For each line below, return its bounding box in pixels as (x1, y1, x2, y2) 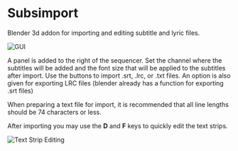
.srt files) (7, 86, 34, 95)
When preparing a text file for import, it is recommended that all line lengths (7, 100, 229, 108)
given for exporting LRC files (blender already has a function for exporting (7, 78, 224, 87)
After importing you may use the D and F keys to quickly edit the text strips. (7, 121, 229, 130)
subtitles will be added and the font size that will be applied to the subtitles (7, 63, 226, 72)
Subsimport (7, 5, 79, 21)
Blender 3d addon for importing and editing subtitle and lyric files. (7, 28, 200, 37)
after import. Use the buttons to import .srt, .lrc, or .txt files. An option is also (7, 71, 231, 80)
